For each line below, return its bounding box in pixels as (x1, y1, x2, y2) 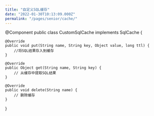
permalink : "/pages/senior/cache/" (5, 16, 78, 21)
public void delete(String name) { (5, 88, 78, 93)
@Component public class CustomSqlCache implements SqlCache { (5, 30, 143, 36)
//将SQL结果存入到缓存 (14, 48, 54, 54)
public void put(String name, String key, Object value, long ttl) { (5, 43, 150, 48)
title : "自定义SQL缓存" (5, 7, 50, 12)
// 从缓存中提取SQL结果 (14, 71, 56, 76)
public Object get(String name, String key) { (5, 65, 102, 71)
